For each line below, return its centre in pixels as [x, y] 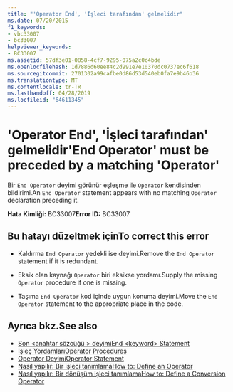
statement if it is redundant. [58, 261]
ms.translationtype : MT [43, 80]
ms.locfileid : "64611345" [46, 100]
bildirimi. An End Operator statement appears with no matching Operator [112, 192]
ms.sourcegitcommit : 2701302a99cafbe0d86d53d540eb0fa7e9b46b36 [103, 73]
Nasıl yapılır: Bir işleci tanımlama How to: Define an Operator [105, 366]
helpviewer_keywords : [40, 47]
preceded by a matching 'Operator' [114, 165]
